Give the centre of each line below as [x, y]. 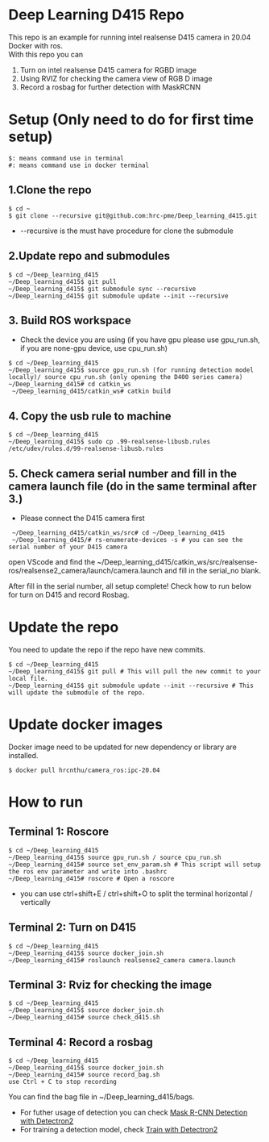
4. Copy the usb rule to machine [90, 416]
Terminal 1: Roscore [59, 832]
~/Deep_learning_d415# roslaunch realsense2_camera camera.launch [122, 960]
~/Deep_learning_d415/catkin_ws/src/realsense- [177, 561]
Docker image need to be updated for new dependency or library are [123, 747]
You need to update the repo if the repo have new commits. [107, 649]
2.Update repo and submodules [89, 256]
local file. [28, 678]
